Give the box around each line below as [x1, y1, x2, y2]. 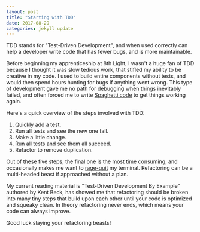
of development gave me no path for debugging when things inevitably [6, 85, 181, 93]
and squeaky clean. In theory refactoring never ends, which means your [6, 202, 184, 209]
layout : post [6, 8, 39, 15]
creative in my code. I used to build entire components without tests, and [6, 72, 186, 80]
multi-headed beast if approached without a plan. [6, 171, 129, 178]
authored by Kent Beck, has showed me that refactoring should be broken [6, 189, 189, 196]
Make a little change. [14, 134, 67, 141]
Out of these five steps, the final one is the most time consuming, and [6, 158, 178, 165]
